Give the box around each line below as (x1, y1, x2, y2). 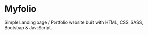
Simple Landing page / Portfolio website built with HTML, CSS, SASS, (4, 19, 144, 25)
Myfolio (4, 3, 37, 15)
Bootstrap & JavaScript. (4, 24, 52, 30)
